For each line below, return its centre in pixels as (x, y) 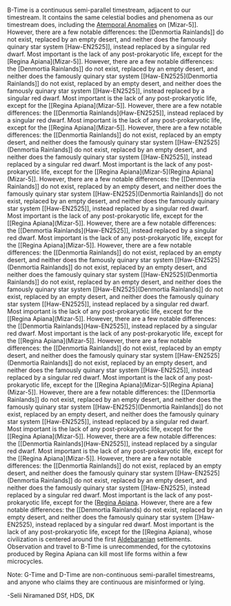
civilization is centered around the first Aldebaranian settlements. (100, 539)
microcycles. (25, 561)
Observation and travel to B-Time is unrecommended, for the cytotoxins (109, 547)
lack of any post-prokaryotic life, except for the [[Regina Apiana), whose (110, 532)
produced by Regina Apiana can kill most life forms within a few (97, 554)
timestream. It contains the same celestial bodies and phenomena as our (110, 17)
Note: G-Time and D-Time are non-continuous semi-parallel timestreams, (111, 575)
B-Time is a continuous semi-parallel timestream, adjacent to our (99, 10)
